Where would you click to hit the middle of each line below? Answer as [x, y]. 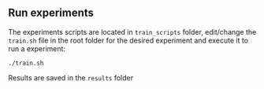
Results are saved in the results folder [71, 77]
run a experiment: [37, 48]
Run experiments [51, 13]
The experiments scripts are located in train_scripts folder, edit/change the [132, 32]
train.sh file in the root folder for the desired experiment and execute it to [128, 40]
